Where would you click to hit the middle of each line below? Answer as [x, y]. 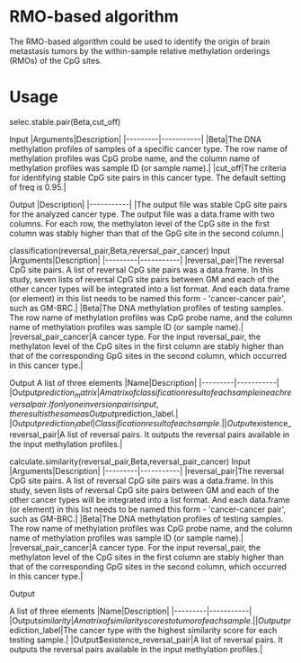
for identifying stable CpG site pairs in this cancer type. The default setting [147, 177]
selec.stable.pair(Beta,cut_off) [65, 121]
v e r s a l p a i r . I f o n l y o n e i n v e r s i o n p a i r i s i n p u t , [84, 404]
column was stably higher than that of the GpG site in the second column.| [147, 233]
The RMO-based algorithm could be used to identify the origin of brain [140, 41]
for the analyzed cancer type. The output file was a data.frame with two [142, 214]
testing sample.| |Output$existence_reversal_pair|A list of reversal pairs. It [146, 640]
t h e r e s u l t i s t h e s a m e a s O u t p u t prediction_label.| [94, 413]
